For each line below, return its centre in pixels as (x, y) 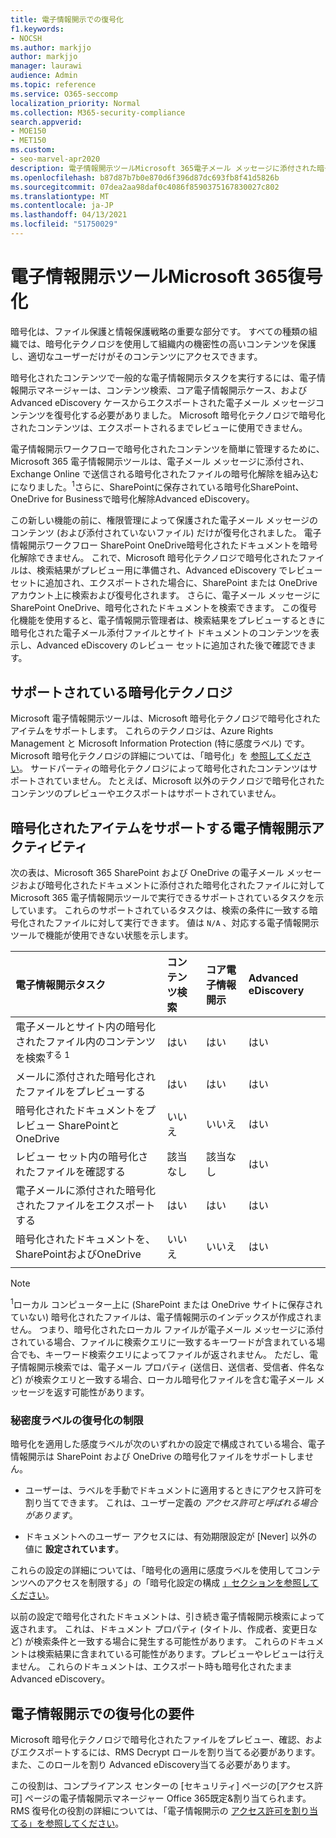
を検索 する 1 (42, 1057)
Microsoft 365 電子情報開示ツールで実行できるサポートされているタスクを (163, 898)
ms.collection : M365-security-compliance (98, 112)
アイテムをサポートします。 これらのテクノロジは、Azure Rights (142, 731)
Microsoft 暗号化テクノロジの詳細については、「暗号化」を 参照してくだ (156, 756)
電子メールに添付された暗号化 (86, 1191)
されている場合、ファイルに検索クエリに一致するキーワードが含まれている (163, 1342)
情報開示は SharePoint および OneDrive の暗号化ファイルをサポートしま (157, 1457)
